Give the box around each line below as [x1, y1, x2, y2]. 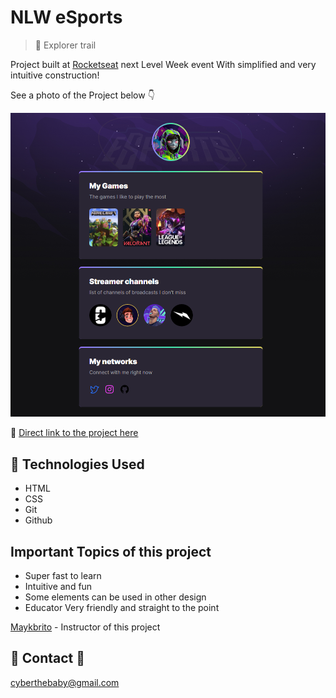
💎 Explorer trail [34, 39, 97, 51]
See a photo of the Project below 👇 [10, 89, 155, 101]
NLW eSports [10, 6, 123, 29]
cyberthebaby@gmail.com [10, 676, 120, 688]
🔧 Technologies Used [10, 456, 145, 473]
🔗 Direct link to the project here [10, 427, 139, 439]
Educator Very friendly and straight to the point [24, 602, 220, 614]
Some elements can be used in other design [24, 591, 207, 603]
